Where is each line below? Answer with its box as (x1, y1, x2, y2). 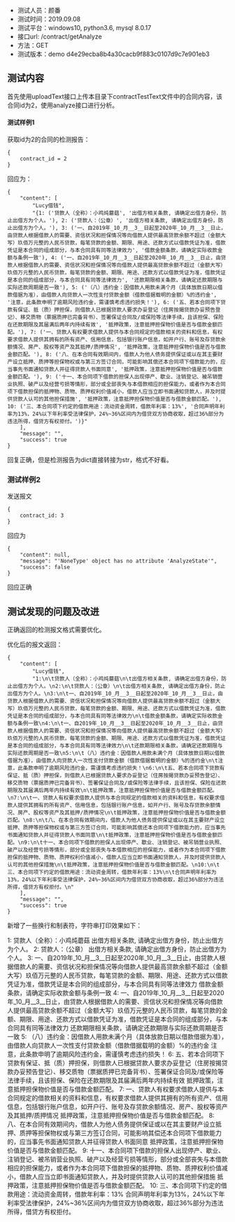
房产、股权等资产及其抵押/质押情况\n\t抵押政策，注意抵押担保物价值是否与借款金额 (17, 810, 226, 817)
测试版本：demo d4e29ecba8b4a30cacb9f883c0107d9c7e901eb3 (17, 50, 210, 58)
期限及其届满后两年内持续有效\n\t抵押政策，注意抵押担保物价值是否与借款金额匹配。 (7, 787, 218, 794)
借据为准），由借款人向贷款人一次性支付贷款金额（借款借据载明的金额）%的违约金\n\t (7, 757, 218, 765)
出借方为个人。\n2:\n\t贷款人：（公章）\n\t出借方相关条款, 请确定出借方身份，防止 (12, 683, 226, 690)
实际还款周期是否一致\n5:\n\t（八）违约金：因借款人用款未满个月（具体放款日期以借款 (7, 750, 225, 757)
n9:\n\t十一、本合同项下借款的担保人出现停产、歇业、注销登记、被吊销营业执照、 (20, 839, 225, 846)
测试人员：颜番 (17, 6, 61, 14)
